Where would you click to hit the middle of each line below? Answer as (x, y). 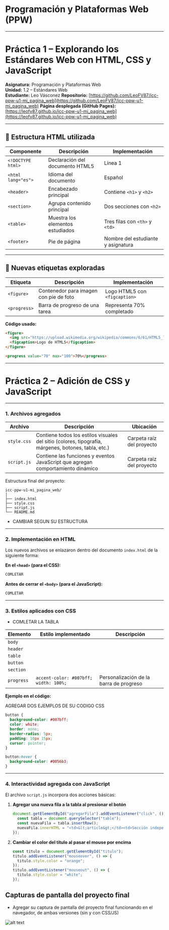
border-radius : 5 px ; (31, 734)
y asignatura (119, 245)
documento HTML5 (71, 166)
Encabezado (63, 189)
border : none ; (24, 729)
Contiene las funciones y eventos (75, 456)
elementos (61, 224)
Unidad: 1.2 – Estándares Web (36, 90)
